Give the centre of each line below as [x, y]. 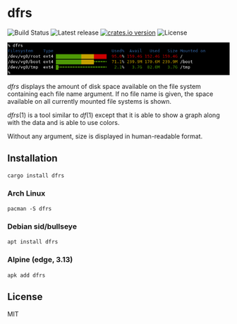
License [25, 297]
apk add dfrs [26, 275]
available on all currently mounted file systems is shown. [89, 101]
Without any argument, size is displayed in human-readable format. [105, 136]
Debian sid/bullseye [42, 227]
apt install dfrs [33, 242]
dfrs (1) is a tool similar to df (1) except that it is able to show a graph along [114, 115]
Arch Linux [26, 193]
